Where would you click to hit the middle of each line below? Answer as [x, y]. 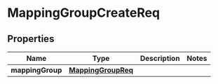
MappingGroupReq [101, 70]
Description [160, 58]
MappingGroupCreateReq [84, 13]
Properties [31, 39]
